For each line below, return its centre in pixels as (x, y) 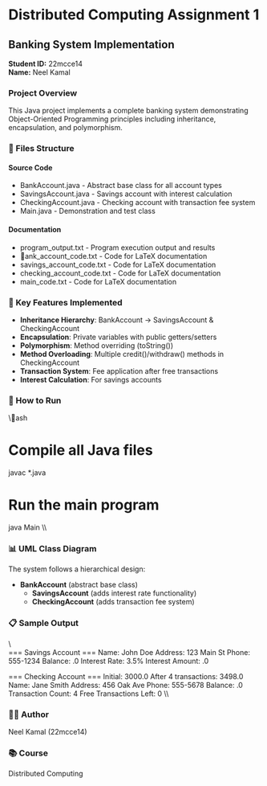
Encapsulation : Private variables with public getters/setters (118, 337)
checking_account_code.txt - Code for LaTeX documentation (120, 273)
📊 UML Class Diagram (53, 549)
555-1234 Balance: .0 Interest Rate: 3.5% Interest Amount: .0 (109, 661)
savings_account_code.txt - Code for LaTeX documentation (118, 264)
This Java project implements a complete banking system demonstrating (128, 111)
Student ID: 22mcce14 (45, 63)
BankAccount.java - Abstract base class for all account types (121, 186)
